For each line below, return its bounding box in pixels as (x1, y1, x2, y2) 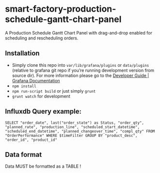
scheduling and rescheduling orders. (5, 35, 79, 41)
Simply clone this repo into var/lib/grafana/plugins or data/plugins (12, 62, 149, 68)
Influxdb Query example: (5, 107, 81, 115)
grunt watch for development (12, 93, 70, 99)
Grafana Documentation (12, 77, 60, 83)
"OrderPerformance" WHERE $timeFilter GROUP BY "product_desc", (5, 133, 138, 138)
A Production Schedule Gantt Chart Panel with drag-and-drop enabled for (5, 30, 153, 36)
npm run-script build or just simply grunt (12, 88, 96, 94)
